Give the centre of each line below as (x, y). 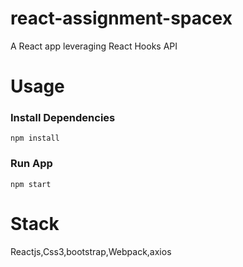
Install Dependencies (63, 118)
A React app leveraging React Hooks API (94, 46)
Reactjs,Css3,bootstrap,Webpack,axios (91, 251)
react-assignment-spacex (121, 18)
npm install (35, 138)
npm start (31, 184)
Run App (31, 164)
